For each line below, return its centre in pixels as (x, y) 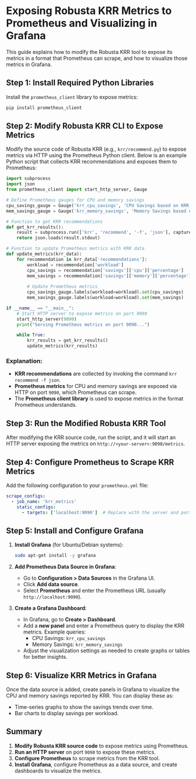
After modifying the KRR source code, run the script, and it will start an (91, 437)
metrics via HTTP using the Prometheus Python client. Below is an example (96, 155)
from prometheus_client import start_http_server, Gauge (77, 190)
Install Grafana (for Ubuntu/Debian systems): (69, 545)
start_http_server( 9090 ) (47, 319)
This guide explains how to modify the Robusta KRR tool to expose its (90, 52)
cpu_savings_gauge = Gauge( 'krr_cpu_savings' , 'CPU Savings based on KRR (98, 205)
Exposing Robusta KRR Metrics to (89, 11)
